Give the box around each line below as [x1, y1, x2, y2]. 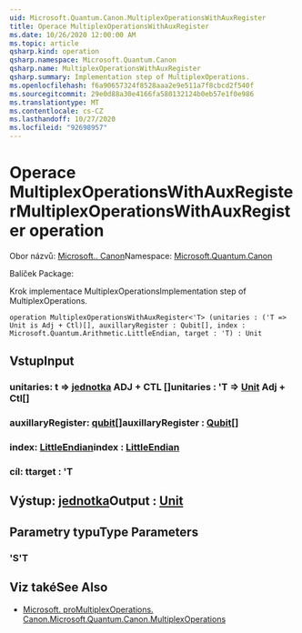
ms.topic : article [9, 38, 79, 48]
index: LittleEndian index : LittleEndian [9, 441, 180, 454]
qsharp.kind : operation [9, 47, 100, 56]
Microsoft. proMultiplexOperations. [22, 604, 154, 615]
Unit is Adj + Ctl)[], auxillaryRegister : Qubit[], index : [9, 320, 247, 330]
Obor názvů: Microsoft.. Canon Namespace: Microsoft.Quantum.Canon [9, 250, 273, 261]
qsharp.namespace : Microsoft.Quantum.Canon [9, 55, 177, 65]
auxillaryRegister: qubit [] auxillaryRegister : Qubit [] [9, 417, 239, 429]
